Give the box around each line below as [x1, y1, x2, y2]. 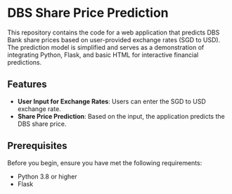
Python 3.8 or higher [17, 172, 77, 181]
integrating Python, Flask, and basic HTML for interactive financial [7, 51, 199, 59]
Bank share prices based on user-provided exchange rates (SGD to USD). [7, 35, 221, 44]
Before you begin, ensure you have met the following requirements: [7, 158, 202, 167]
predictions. [7, 58, 42, 66]
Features [7, 79, 47, 91]
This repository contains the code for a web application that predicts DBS [7, 28, 220, 37]
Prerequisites [7, 140, 67, 152]
